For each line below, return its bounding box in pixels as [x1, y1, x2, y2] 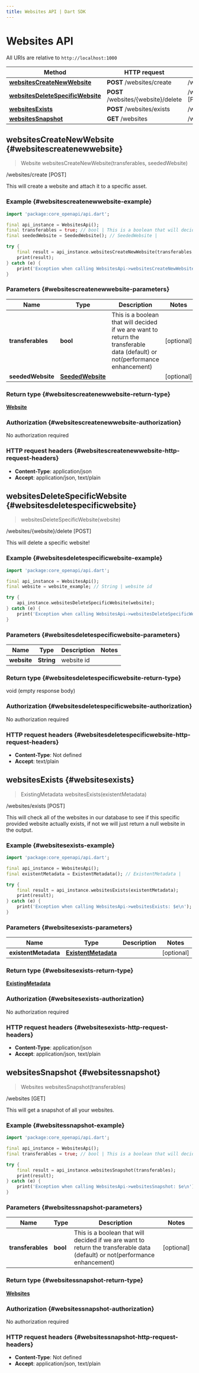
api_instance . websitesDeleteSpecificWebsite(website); [17, 600, 155, 606]
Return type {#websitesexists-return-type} [6, 967, 134, 975]
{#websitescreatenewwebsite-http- [73, 447, 180, 455]
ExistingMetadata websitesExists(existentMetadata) [20, 791, 147, 798]
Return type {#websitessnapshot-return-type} [6, 1276, 144, 1284]
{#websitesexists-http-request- [73, 1023, 169, 1031]
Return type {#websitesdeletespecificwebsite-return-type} [6, 674, 182, 682]
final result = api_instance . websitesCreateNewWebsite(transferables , [17, 249, 195, 255]
